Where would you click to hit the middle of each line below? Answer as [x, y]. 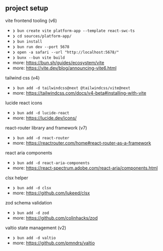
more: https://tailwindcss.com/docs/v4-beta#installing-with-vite [79, 93]
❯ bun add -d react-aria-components [51, 163]
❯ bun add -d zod [31, 213]
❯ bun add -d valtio [34, 238]
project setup [27, 8]
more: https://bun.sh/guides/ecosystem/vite [58, 62]
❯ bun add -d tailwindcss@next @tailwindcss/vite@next [71, 88]
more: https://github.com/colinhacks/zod [55, 218]
